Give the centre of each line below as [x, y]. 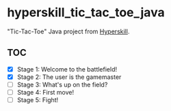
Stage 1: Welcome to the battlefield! [67, 69]
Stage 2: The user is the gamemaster [69, 77]
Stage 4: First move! [45, 92]
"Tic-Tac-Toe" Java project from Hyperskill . [68, 31]
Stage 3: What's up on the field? [62, 84]
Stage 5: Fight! [38, 100]
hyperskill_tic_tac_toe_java [86, 13]
